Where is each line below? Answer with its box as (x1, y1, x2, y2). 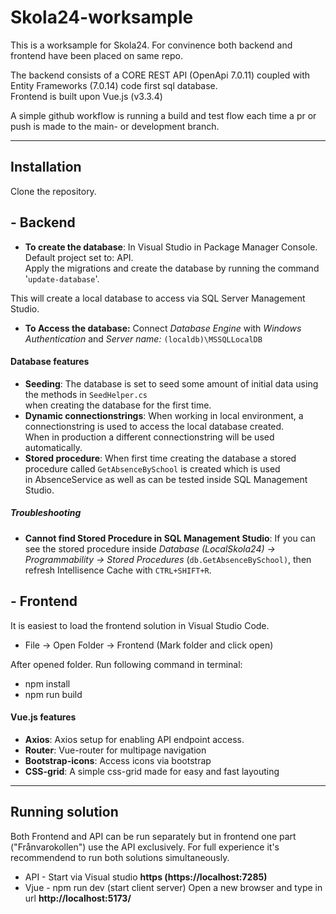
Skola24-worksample (10, 6, 194, 29)
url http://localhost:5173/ (24, 892, 132, 904)
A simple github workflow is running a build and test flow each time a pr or (10, 109, 317, 121)
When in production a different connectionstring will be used (24, 431, 275, 443)
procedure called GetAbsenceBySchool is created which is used (24, 462, 281, 475)
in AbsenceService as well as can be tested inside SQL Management (24, 473, 308, 485)
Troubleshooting (10, 507, 82, 519)
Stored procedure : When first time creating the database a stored (24, 452, 297, 464)
